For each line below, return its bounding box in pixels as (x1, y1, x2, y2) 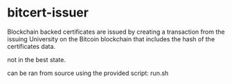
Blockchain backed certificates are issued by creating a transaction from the (7, 28, 225, 36)
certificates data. (7, 42, 56, 50)
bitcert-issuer (7, 5, 89, 21)
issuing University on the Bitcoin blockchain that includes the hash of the (7, 34, 215, 43)
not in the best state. (7, 55, 66, 63)
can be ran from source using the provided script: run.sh (7, 69, 169, 77)
